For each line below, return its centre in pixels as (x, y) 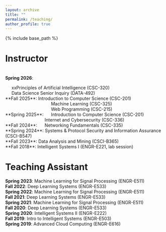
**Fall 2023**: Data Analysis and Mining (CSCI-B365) (62, 141)
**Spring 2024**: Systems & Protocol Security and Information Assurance (83, 131)
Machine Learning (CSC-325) (81, 104)
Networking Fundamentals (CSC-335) (84, 125)
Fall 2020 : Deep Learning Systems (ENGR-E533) (56, 208)
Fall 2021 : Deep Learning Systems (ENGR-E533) (55, 197)
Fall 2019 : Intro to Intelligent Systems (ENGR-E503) (58, 219)
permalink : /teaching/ (29, 19)
